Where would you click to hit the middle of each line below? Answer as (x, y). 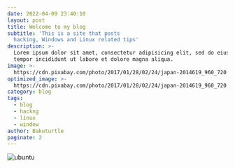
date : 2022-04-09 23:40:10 (47, 14)
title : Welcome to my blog (47, 27)
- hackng (26, 111)
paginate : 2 (24, 137)
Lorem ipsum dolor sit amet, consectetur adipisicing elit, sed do (114, 53)
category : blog (29, 92)
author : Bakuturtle (36, 131)
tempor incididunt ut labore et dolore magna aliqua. (93, 59)
